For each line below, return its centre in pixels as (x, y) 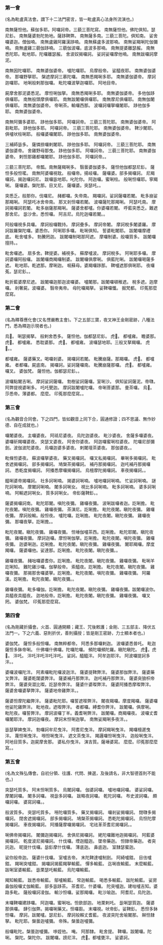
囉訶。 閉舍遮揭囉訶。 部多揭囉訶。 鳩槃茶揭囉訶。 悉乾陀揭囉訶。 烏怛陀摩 (81, 818)
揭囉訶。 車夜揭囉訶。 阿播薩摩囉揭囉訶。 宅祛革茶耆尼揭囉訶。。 (70, 825)
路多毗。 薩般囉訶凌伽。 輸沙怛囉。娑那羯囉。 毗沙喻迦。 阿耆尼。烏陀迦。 (80, 892)
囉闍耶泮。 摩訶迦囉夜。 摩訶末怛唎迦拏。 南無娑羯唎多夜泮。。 (68, 719)
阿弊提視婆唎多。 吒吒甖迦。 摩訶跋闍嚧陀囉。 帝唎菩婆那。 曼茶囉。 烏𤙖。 (80, 387)
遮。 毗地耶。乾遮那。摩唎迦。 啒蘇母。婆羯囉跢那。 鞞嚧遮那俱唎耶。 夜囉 (80, 265)
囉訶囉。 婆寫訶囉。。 (26, 802)
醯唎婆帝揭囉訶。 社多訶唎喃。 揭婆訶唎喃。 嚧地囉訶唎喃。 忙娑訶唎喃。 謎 (81, 480)
